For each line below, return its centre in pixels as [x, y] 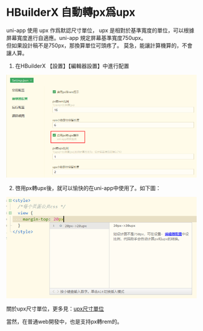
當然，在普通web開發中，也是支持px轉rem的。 [64, 322]
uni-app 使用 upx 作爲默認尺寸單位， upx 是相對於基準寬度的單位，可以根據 [100, 30]
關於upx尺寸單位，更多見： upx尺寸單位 [55, 309]
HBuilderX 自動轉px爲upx [71, 12]
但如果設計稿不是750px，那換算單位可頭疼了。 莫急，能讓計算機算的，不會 [99, 45]
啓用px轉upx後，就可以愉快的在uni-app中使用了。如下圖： [88, 188]
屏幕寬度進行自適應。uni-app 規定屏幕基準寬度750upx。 [76, 38]
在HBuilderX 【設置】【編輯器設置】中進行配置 [72, 66]
